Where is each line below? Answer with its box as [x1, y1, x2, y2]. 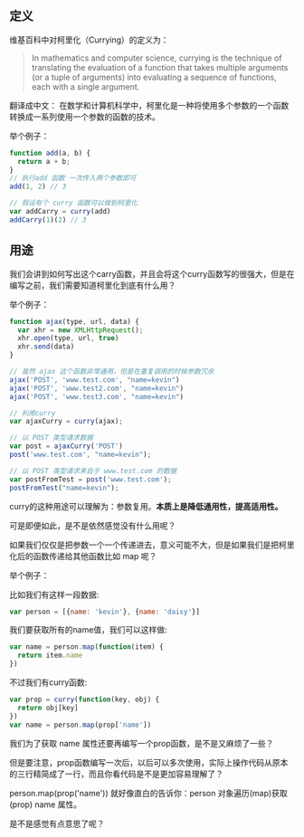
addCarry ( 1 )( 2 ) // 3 [9, 215, 88, 224]
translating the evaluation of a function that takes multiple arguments [31, 62, 289, 72]
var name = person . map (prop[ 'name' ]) [9, 720, 152, 729]
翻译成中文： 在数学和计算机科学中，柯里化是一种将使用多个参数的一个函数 [9, 100, 290, 110]
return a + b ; [17, 157, 71, 166]
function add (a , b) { [9, 148, 91, 157]
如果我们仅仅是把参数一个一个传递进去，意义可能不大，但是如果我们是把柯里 [9, 539, 295, 550]
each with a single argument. [31, 81, 140, 92]
